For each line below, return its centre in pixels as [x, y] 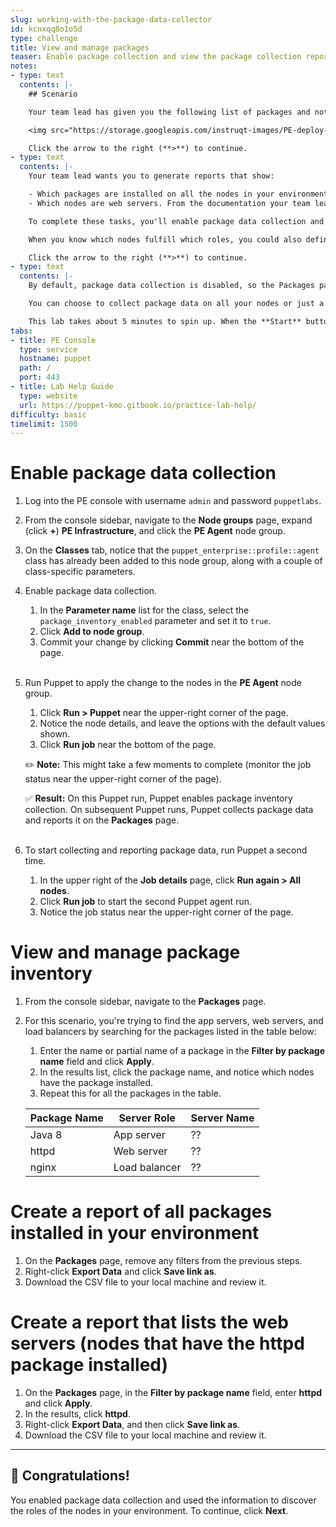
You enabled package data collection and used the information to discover [163, 1500]
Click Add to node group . [92, 632]
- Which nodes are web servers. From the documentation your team [169, 203]
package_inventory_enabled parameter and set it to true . [155, 621]
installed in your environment [135, 1233]
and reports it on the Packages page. [102, 820]
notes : [24, 66]
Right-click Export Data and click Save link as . [120, 1272]
